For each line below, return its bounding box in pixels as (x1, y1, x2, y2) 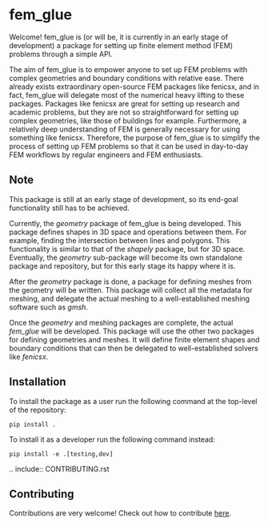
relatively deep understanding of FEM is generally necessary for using (9, 124, 241, 134)
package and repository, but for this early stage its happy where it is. (9, 261, 236, 270)
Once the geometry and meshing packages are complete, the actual (9, 318, 234, 327)
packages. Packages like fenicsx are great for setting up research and (9, 99, 240, 108)
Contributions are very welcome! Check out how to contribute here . (9, 508, 231, 518)
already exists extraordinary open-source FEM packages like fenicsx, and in (9, 82, 259, 91)
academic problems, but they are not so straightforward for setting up (9, 107, 239, 117)
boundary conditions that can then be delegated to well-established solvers (9, 343, 258, 353)
